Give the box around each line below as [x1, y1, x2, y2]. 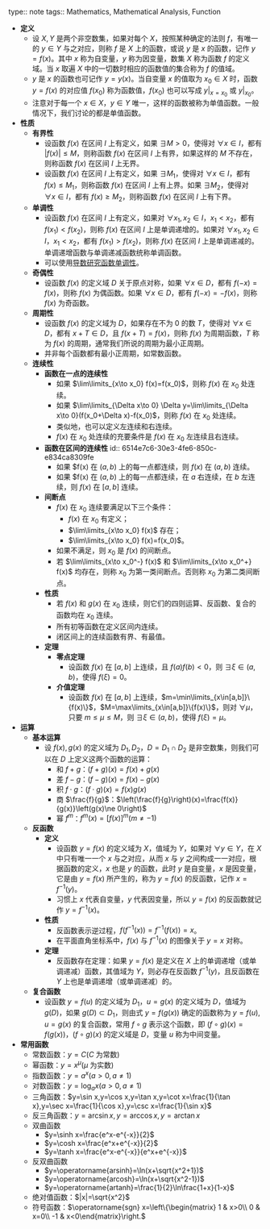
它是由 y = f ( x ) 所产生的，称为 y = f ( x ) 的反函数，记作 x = [56, 874, 247, 884]
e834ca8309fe [44, 452, 94, 462]
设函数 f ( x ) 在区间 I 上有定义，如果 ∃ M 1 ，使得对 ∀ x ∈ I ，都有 [44, 169, 251, 180]
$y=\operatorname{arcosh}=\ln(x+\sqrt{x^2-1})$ [44, 1174, 206, 1184]
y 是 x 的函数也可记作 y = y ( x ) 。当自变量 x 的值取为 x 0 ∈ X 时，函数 [31, 74, 258, 85]
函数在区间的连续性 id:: [44, 444, 121, 453]
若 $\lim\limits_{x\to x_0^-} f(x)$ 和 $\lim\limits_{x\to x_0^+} [56, 556, 252, 567]
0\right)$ [117, 803, 147, 813]
